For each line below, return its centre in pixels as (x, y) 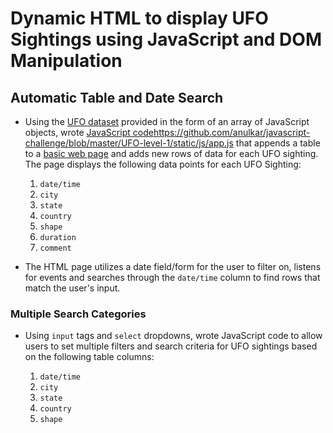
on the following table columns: (89, 357)
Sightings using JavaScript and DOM (166, 39)
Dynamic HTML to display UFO (139, 18)
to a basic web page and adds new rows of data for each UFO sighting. (171, 153)
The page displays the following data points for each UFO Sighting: (163, 164)
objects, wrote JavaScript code (89, 132)
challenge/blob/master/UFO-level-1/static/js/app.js (129, 143)
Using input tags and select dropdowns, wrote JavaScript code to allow (173, 336)
